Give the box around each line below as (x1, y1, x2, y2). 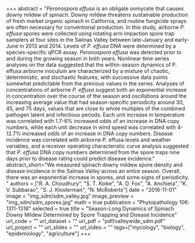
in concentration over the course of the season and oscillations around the (6, 92, 187, 99)
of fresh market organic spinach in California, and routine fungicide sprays (6, 18, 187, 24)
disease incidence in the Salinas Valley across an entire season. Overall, (6, 168, 181, 174)
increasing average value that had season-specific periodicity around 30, (6, 99, 184, 105)
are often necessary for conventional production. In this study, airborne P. (6, 24, 186, 31)
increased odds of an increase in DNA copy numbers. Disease (22, 130, 173, 137)
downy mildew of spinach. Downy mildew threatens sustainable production (6, 11, 189, 18)
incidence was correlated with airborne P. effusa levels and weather (6, 137, 171, 143)
